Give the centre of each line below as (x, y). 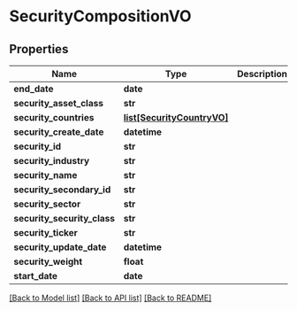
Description (262, 74)
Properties (39, 49)
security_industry (52, 161)
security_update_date (60, 247)
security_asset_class (59, 103)
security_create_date (59, 132)
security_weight (48, 261)
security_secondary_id (62, 190)
